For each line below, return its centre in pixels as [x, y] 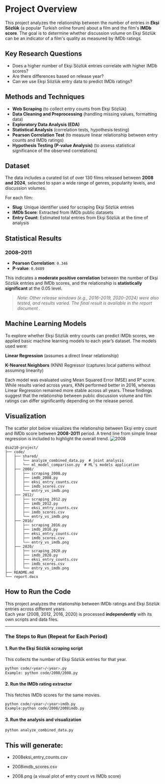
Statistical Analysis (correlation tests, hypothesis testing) [71, 129]
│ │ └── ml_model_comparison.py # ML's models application [72, 465]
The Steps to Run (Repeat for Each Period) [56, 636]
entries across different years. [36, 609]
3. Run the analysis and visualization [43, 720]
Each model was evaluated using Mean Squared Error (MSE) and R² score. [80, 380]
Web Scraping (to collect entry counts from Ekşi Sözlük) [69, 109]
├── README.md [20, 572]
